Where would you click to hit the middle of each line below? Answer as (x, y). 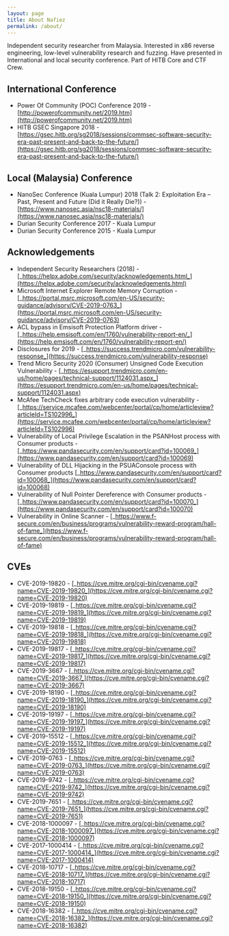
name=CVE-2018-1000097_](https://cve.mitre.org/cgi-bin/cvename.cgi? (118, 831)
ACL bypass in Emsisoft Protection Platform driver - (90, 327)
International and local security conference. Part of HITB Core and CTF (107, 60)
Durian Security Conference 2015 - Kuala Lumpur (86, 231)
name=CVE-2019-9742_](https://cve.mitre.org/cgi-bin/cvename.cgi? (113, 787)
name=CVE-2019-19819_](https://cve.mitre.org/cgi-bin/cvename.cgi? (114, 612)
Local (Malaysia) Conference (70, 178)
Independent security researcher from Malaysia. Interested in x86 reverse (111, 46)
